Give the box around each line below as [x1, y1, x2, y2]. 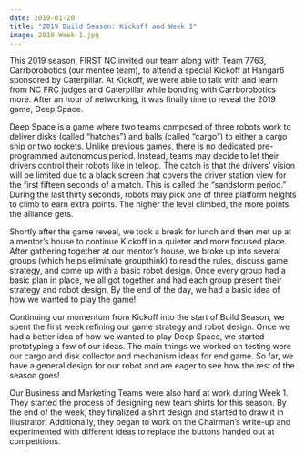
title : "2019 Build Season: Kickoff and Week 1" [9, 22, 198, 31]
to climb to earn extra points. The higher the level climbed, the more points [9, 199, 290, 210]
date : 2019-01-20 [9, 13, 76, 23]
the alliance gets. [9, 209, 74, 220]
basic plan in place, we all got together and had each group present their [9, 275, 282, 285]
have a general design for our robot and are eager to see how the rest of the [9, 360, 296, 371]
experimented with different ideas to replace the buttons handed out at [9, 426, 275, 438]
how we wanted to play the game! [9, 294, 137, 306]
